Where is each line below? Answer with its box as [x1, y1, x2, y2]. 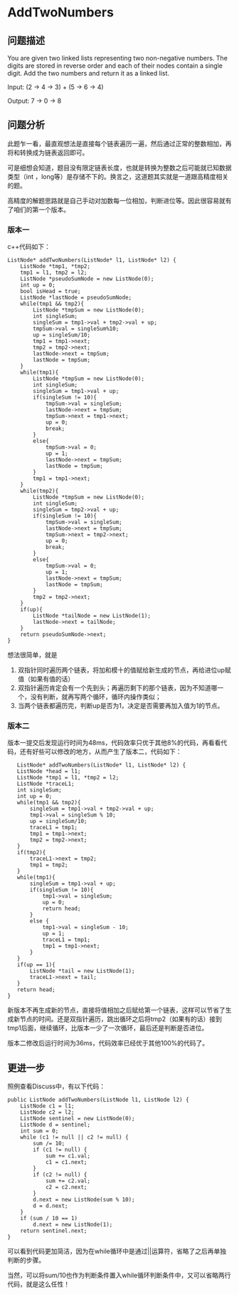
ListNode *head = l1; [16, 768, 81, 775]
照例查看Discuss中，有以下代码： [7, 1082, 105, 1091]
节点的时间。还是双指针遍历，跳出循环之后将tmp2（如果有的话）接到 [19, 1015, 222, 1023]
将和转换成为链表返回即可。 [7, 148, 89, 157]
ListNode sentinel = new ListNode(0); [20, 1115, 135, 1122]
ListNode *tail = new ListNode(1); [29, 968, 135, 975]
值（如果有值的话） [17, 675, 75, 683]
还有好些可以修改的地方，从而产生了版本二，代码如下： [19, 747, 182, 756]
